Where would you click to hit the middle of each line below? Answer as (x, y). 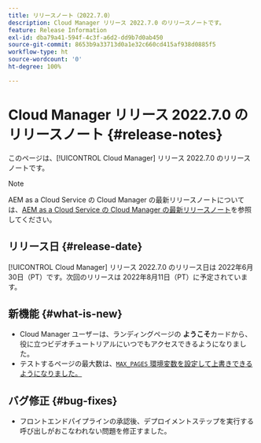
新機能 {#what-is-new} (65, 314)
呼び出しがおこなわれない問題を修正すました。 (95, 431)
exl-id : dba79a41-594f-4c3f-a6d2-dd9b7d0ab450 (86, 37)
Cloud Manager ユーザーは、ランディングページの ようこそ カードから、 (136, 334)
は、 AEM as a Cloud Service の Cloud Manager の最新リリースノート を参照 (130, 209)
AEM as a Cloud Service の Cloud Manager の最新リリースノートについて (127, 199)
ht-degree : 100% (35, 67)
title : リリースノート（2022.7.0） (61, 15)
